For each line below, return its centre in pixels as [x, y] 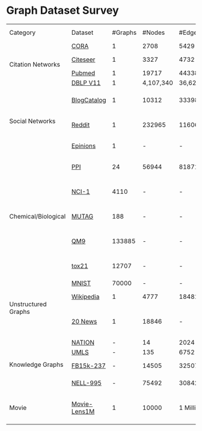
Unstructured [28, 304]
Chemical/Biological [38, 216]
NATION [83, 342]
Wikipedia [85, 297]
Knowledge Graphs [36, 364]
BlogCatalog [89, 100]
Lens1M [83, 411]
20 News [84, 321]
